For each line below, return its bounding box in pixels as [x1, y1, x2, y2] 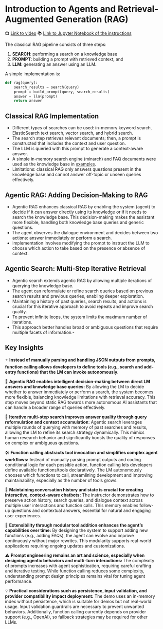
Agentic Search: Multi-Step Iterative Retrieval [5, 264, 146, 273]
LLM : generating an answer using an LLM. [12, 61, 97, 67]
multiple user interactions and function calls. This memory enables [5, 502, 139, 508]
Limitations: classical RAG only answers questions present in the [12, 166, 142, 172]
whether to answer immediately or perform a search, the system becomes [5, 389, 154, 395]
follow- [139, 502, 154, 508]
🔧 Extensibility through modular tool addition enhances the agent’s [5, 522, 144, 528]
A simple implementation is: [5, 71, 61, 77]
